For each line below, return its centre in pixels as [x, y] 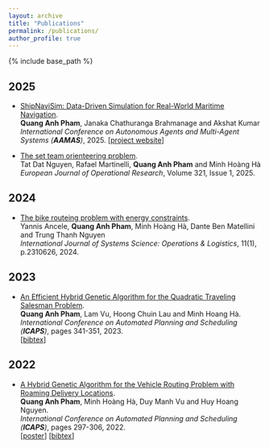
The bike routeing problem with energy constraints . [105, 218]
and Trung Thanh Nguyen [63, 234]
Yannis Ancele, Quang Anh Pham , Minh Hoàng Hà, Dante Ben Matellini [137, 226]
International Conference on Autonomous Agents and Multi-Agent [130, 132]
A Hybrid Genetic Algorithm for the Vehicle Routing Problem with [127, 384]
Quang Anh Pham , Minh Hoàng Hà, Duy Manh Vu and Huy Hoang [129, 401]
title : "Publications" [46, 23]
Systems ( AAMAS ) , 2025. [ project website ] [92, 140]
